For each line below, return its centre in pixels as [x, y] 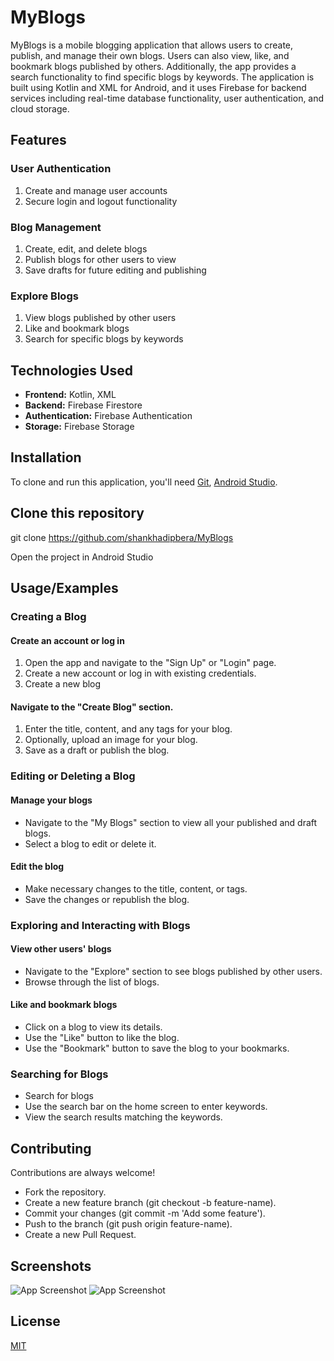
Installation [46, 457]
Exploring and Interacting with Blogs [100, 925]
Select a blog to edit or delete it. [90, 843]
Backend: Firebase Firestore [83, 405]
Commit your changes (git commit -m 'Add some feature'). [145, 1213]
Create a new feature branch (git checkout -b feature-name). [150, 1203]
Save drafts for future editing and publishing [115, 270]
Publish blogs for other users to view [100, 259]
